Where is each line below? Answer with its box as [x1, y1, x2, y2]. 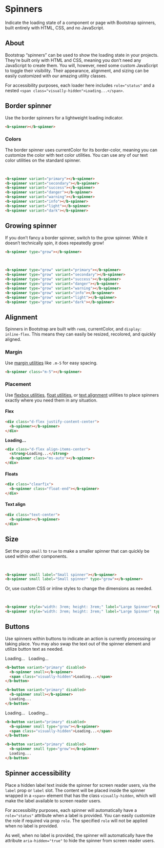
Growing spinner [5, 222, 57, 230]
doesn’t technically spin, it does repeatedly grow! [5, 240, 104, 246]
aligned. [5, 336, 21, 342]
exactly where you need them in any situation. [5, 397, 98, 403]
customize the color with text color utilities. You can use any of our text [5, 152, 148, 158]
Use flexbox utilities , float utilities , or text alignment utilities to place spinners [5, 392, 159, 398]
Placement [5, 381, 31, 388]
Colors [5, 136, 21, 142]
